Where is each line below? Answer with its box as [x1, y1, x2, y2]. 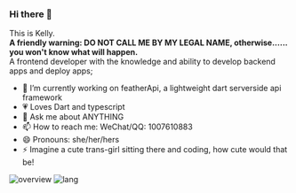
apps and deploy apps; [9, 66, 93, 76]
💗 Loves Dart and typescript [21, 102, 125, 112]
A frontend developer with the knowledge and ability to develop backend [9, 57, 276, 67]
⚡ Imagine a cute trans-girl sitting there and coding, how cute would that [21, 144, 288, 155]
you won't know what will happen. [9, 47, 139, 58]
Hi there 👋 [9, 8, 53, 20]
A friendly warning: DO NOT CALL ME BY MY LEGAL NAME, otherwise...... [9, 37, 288, 48]
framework [21, 92, 63, 103]
